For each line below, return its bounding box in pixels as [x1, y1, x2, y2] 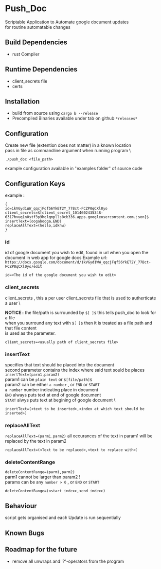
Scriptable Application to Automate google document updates [5, 19, 129, 25]
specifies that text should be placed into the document [5, 362, 114, 367]
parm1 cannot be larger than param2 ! [5, 474, 81, 480]
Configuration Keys [5, 179, 66, 188]
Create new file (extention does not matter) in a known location [5, 142, 131, 148]
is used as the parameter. [5, 330, 56, 336]
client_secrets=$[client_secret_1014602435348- [5, 210, 104, 215]
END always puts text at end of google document [5, 392, 101, 397]
